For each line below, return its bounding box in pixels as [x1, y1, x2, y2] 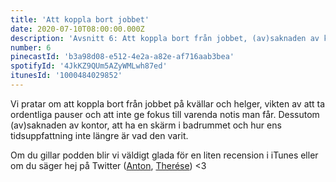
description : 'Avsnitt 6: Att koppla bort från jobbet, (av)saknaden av [10, 33, 320, 43]
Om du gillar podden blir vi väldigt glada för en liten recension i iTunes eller [10, 149, 319, 161]
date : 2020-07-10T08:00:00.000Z [10, 24, 145, 34]
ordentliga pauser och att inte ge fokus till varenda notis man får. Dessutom [10, 108, 320, 120]
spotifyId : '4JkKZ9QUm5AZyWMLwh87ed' [10, 61, 168, 71]
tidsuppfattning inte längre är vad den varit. [10, 129, 189, 141]
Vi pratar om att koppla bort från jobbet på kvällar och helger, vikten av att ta [10, 97, 326, 110]
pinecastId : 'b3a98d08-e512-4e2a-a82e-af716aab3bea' [10, 52, 235, 62]
